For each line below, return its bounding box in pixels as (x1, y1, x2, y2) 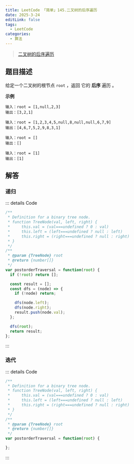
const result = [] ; (10, 281, 52, 287)
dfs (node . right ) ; (14, 305, 52, 310)
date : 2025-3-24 (5, 12, 40, 17)
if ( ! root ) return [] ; (10, 272, 59, 277)
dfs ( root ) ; (10, 324, 33, 329)
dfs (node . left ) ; (14, 300, 50, 306)
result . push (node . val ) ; (14, 310, 66, 315)
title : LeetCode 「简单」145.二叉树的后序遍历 (5, 7, 98, 13)
